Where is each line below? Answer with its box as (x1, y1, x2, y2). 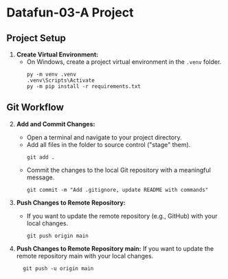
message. (26, 173, 55, 181)
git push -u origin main (23, 265, 94, 272)
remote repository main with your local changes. (16, 252, 154, 260)
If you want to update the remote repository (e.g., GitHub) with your (26, 212, 218, 220)
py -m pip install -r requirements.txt (26, 83, 141, 90)
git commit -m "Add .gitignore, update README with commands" (26, 186, 209, 193)
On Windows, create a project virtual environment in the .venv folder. (26, 58, 222, 66)
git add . (26, 153, 56, 161)
